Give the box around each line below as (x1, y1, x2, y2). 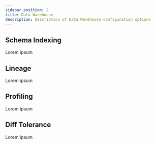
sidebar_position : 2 (5, 7, 49, 13)
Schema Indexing (5, 36, 62, 44)
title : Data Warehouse (5, 12, 53, 17)
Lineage (5, 64, 32, 73)
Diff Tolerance (5, 121, 51, 129)
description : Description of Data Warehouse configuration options (5, 17, 151, 22)
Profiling (5, 92, 33, 101)
